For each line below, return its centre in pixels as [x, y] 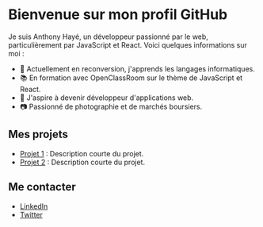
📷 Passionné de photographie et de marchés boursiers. [111, 106]
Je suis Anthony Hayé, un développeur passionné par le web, [108, 37]
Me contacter [42, 187]
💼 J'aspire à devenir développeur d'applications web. [107, 98]
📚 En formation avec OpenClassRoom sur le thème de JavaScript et [131, 78]
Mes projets [38, 135]
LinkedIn [34, 206]
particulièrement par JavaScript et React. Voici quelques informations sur [128, 44]
